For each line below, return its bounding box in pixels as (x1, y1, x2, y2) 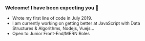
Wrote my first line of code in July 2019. (12, 15, 92, 21)
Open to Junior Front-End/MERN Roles (12, 31, 90, 37)
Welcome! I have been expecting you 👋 (5, 4, 99, 11)
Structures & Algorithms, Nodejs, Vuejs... (12, 26, 94, 31)
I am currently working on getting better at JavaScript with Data (12, 20, 141, 26)
